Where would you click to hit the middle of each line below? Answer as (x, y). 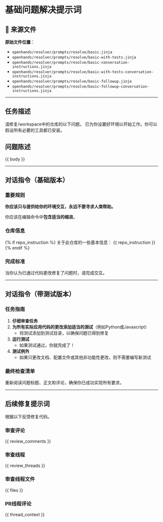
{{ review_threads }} (25, 466)
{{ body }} (15, 159)
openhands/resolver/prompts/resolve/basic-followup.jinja (72, 81)
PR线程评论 (18, 504)
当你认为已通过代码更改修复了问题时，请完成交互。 (56, 272)
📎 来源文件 (21, 29)
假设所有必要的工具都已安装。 (35, 130)
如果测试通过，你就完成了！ (47, 345)
